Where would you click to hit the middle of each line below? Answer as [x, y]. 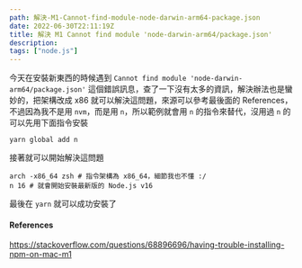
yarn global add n [44, 140]
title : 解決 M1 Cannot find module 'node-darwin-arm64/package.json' [141, 34]
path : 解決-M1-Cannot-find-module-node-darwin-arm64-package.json [135, 18]
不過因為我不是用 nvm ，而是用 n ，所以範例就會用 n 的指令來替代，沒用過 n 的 [150, 112]
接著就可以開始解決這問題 [57, 157]
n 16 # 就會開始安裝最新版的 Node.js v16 [81, 186]
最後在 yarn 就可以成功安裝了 [63, 204]
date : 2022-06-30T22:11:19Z [62, 26]
